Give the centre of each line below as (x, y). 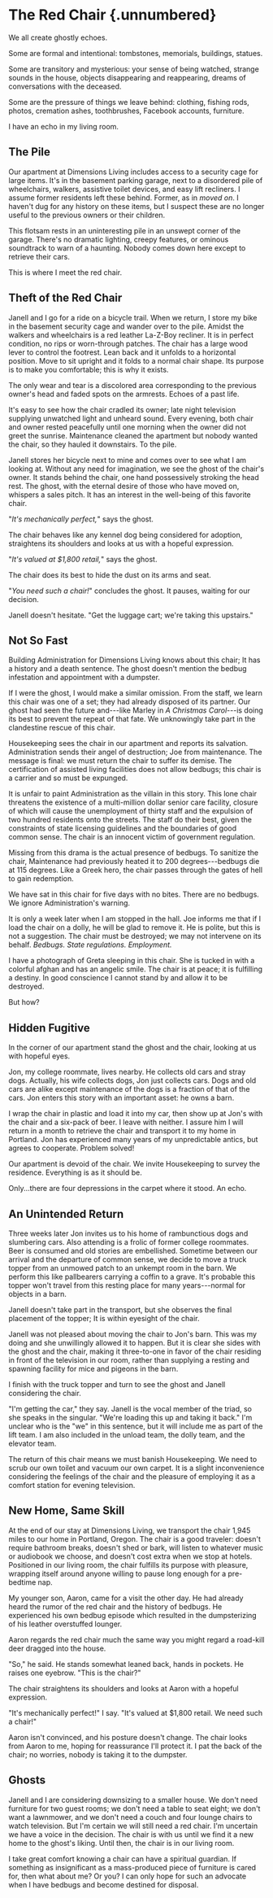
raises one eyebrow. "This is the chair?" (75, 1673)
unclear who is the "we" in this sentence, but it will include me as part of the (136, 1426)
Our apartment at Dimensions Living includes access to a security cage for (133, 172)
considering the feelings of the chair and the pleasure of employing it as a (132, 1477)
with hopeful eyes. (39, 1056)
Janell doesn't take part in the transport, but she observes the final (120, 1310)
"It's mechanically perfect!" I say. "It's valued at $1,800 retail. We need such (135, 1713)
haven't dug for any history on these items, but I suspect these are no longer (136, 206)
